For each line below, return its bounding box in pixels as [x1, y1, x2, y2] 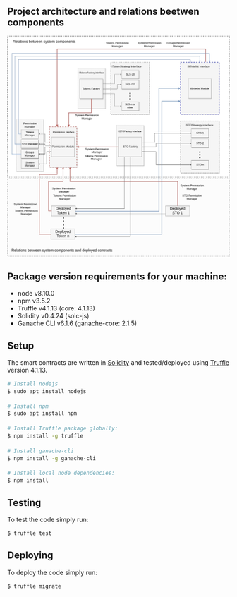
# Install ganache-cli [7, 447, 74, 454]
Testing [7, 497, 42, 509]
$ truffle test [7, 530, 52, 537]
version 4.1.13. [7, 366, 48, 374]
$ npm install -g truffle [7, 433, 83, 440]
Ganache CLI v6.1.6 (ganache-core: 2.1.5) [17, 319, 138, 327]
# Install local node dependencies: [7, 469, 115, 477]
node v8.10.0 [17, 289, 55, 298]
